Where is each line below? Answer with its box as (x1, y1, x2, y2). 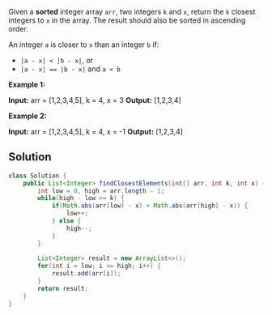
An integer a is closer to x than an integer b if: (8, 40, 159, 49)
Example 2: (8, 111, 47, 121)
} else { (51, 217, 82, 225)
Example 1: (8, 80, 46, 89)
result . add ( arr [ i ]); (51, 270, 121, 278)
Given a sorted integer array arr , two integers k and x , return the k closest (8, 7, 256, 16)
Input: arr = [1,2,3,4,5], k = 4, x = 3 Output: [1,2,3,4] (8, 96, 182, 104)
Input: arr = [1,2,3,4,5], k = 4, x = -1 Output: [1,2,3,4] (8, 127, 184, 136)
